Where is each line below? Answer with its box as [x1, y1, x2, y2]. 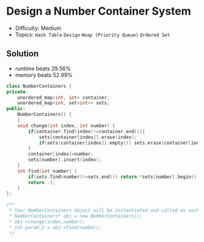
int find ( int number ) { [17, 168, 78, 174]
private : [6, 88, 29, 95]
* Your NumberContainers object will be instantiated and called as [8, 207, 186, 214]
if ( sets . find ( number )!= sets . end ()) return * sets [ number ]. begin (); [28, 174, 200, 180]
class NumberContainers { [6, 83, 72, 89]
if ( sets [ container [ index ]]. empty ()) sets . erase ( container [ [38, 140, 191, 146]
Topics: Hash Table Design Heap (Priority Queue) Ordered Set [15, 30, 170, 38]
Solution [6, 49, 39, 59]
